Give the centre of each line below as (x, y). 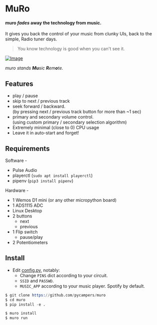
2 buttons (22, 216)
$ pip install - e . (25, 305)
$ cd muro (15, 300)
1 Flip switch (25, 232)
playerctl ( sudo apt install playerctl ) (53, 175)
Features (19, 83)
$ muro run (16, 318)
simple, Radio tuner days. (31, 39)
